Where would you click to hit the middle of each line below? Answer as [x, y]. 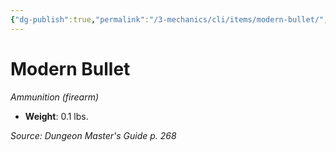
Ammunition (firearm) [55, 97]
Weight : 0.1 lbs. [56, 116]
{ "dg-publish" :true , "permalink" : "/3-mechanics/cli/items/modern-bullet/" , [169, 19]
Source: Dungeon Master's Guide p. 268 [93, 135]
